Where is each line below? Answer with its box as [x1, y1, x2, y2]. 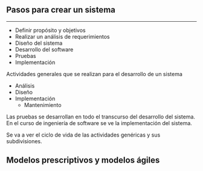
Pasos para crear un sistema [6, 5, 116, 15]
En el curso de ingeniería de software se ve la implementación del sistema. [6, 119, 192, 126]
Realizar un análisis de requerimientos [14, 33, 110, 40]
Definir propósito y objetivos [14, 27, 86, 34]
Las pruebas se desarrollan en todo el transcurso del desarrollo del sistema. [6, 113, 195, 120]
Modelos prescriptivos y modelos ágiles [6, 155, 160, 166]
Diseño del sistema [14, 39, 63, 47]
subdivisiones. [6, 137, 42, 144]
